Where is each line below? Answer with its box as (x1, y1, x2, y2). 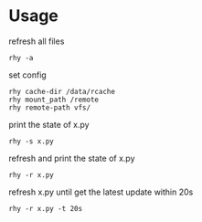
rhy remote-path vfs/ (8, 102, 91, 112)
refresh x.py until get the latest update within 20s (8, 186, 194, 197)
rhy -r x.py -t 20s (8, 204, 83, 213)
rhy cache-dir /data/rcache (8, 87, 116, 96)
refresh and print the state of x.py (8, 153, 135, 164)
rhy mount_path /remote (8, 95, 100, 104)
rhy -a (8, 53, 34, 62)
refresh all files (8, 36, 65, 47)
